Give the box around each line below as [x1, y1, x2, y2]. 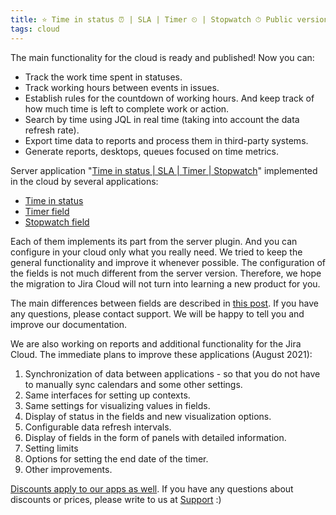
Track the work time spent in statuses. [24, 71, 183, 83]
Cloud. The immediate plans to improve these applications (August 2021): [10, 348, 313, 360]
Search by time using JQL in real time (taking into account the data [24, 113, 300, 125]
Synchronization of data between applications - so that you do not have [24, 367, 321, 380]
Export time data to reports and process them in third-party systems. [24, 134, 309, 146]
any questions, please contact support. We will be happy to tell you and [10, 307, 305, 320]
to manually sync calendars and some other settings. [24, 378, 243, 390]
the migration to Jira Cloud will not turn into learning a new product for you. [10, 277, 321, 290]
